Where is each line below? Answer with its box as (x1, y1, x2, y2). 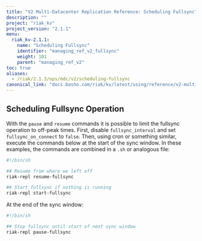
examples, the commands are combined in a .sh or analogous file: (6, 145, 170, 152)
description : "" (6, 14, 47, 20)
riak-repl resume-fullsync (6, 174, 74, 180)
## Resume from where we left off (6, 168, 93, 174)
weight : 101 (17, 54, 47, 60)
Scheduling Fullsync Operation (6, 104, 124, 114)
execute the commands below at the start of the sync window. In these (6, 139, 182, 146)
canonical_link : (6, 82, 47, 88)
